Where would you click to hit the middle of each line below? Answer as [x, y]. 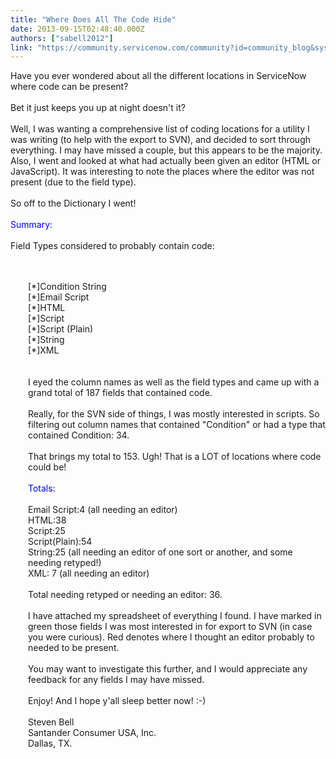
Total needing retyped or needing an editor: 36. [125, 595]
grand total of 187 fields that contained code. [120, 393]
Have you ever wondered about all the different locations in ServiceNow [158, 76]
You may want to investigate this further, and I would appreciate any [168, 669]
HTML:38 [47, 520]
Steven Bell [51, 722]
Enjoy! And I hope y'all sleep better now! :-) [117, 701]
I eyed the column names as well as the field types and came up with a [174, 382]
